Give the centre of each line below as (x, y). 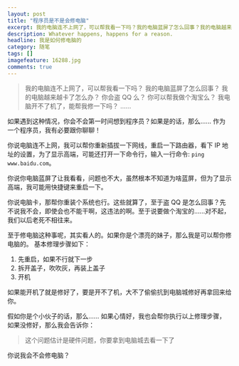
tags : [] (20, 54)
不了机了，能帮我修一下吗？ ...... (84, 106)
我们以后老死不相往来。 (42, 220)
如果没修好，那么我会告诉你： (51, 325)
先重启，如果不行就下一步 (55, 259)
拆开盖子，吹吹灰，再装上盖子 (61, 268)
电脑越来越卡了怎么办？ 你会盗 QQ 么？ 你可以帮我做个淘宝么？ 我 (127, 97)
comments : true (30, 67)
